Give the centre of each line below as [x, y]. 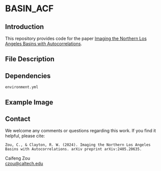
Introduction [25, 27]
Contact [18, 119]
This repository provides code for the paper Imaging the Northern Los [76, 38]
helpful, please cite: [25, 136]
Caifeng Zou [18, 158]
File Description [30, 59]
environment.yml [22, 87]
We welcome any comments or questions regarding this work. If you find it [80, 131]
